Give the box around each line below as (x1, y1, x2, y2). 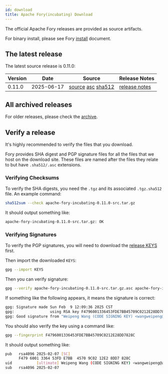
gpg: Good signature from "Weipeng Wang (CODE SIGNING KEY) (5, 313, 133, 319)
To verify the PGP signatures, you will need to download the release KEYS (5, 242, 157, 248)
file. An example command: (5, 191, 61, 197)
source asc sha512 (68, 83, 114, 90)
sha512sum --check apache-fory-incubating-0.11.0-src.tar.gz (5, 200, 135, 205)
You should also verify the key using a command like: (5, 323, 115, 329)
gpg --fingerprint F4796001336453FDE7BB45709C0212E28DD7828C (5, 332, 135, 337)
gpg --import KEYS (5, 267, 43, 272)
